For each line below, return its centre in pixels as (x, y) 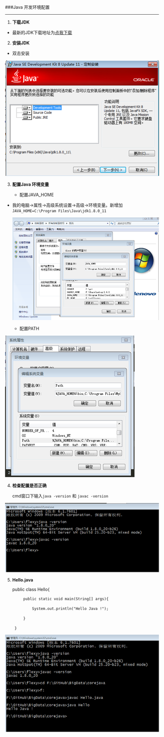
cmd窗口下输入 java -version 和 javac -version (60, 496)
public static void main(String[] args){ (66, 599)
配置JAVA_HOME (37, 195)
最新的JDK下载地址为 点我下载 (42, 33)
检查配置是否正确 (29, 485)
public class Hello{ (31, 589)
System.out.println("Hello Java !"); (70, 608)
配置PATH (29, 328)
